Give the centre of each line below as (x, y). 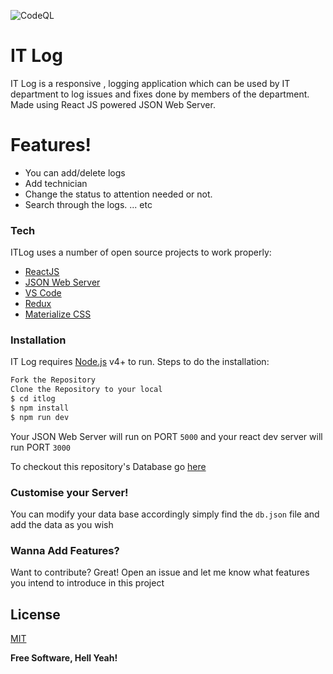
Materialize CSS (58, 314)
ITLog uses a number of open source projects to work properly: (141, 252)
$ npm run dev (40, 417)
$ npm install (40, 408)
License (35, 614)
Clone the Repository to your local (86, 390)
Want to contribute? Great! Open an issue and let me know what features (160, 572)
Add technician (56, 183)
